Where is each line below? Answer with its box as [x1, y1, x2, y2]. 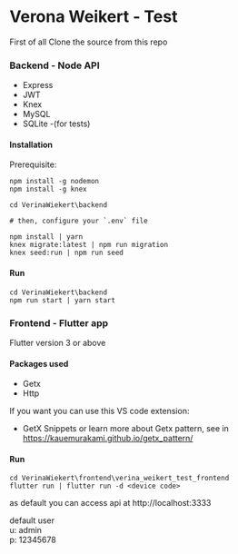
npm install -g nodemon [9, 177, 100, 186]
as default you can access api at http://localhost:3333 [9, 498, 212, 509]
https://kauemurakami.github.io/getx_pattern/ [22, 433, 193, 444]
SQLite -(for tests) [22, 118, 91, 129]
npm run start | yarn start [9, 295, 116, 305]
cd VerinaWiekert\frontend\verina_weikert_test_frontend [9, 474, 230, 483]
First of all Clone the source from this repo [9, 36, 168, 47]
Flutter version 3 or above [9, 337, 106, 348]
